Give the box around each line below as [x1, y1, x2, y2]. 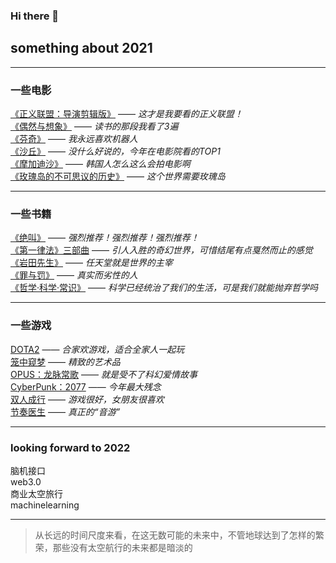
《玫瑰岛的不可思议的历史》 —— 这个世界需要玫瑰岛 [10, 170, 226, 183]
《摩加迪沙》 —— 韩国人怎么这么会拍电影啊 [10, 158, 191, 170]
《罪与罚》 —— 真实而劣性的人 [10, 269, 138, 281]
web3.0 [10, 475, 42, 488]
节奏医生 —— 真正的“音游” [10, 405, 121, 418]
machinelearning [10, 499, 80, 511]
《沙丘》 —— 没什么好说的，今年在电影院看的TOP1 [10, 145, 221, 158]
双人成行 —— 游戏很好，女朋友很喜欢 [10, 393, 165, 405]
